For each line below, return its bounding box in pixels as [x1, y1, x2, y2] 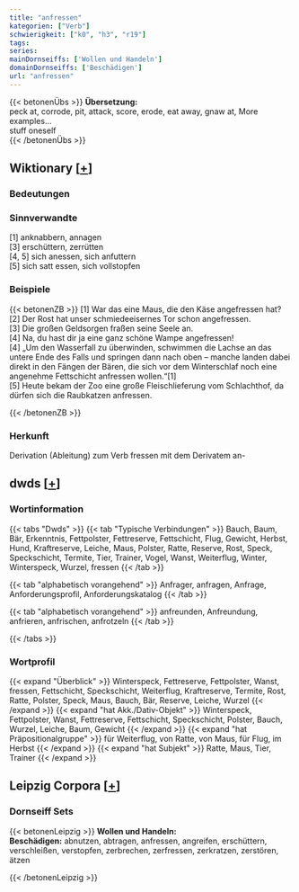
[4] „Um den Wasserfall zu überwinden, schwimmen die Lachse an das [9, 342, 272, 352]
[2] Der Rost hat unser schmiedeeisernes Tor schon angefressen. [9, 313, 251, 324]
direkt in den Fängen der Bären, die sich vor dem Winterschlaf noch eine [9, 361, 277, 371]
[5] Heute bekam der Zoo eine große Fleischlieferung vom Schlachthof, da [9, 379, 285, 391]
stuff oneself [9, 125, 57, 136]
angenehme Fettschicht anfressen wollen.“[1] [9, 370, 177, 381]
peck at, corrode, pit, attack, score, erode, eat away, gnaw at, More [9, 105, 259, 117]
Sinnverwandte [9, 211, 78, 224]
